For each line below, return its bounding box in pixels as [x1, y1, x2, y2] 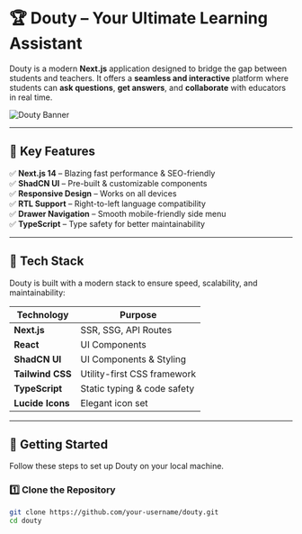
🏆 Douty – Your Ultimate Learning [9, 8, 268, 29]
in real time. [9, 92, 53, 103]
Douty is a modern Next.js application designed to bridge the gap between [9, 63, 288, 74]
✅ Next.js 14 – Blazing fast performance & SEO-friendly [9, 167, 216, 178]
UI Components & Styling [80, 353, 187, 366]
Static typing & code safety [80, 382, 195, 394]
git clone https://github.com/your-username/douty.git [9, 507, 219, 517]
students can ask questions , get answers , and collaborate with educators [9, 82, 286, 93]
